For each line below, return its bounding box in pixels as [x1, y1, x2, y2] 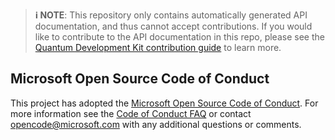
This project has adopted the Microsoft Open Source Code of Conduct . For [10, 97, 319, 109]
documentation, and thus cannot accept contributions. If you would [34, 20, 313, 32]
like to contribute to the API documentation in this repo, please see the [34, 31, 325, 43]
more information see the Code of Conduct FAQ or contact [10, 107, 252, 119]
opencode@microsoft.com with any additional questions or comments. [10, 118, 302, 130]
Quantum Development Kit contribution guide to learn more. [34, 42, 282, 53]
